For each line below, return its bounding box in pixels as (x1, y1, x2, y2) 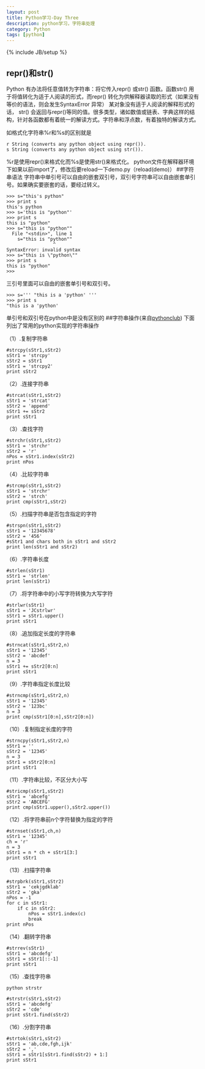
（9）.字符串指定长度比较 (6, 680, 70, 687)
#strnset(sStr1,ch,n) (6, 828, 62, 834)
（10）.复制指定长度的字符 (6, 725, 73, 733)
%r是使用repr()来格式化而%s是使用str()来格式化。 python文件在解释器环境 (6, 157, 195, 165)
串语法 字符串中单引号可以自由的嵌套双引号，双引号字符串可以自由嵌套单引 (6, 173, 196, 181)
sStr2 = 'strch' (6, 493, 48, 499)
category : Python (6, 26, 51, 32)
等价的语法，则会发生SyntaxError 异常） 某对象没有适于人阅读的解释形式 (6, 100, 190, 108)
